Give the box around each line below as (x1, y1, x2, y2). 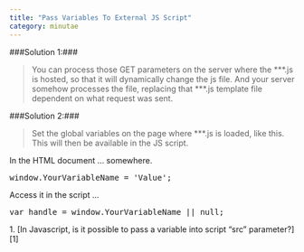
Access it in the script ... (9, 189, 100, 200)
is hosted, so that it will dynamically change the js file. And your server (31, 73, 295, 84)
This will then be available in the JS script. (31, 137, 189, 148)
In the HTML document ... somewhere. (9, 154, 153, 165)
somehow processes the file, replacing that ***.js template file (31, 83, 262, 94)
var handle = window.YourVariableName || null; (9, 207, 224, 217)
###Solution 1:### (9, 46, 79, 57)
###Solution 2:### (9, 110, 80, 121)
